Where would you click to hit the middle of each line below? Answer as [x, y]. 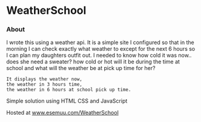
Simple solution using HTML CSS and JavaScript [67, 101]
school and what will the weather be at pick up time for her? [81, 68]
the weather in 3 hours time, [44, 85]
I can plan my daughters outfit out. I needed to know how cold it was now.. [99, 56]
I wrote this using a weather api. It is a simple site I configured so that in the [100, 42]
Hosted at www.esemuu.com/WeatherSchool [63, 113]
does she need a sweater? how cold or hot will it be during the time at [93, 62]
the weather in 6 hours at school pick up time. [69, 90]
